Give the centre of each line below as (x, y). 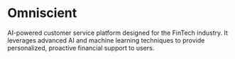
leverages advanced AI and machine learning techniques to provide (106, 40)
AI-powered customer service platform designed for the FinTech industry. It (118, 33)
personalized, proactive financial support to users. (81, 48)
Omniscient (42, 13)
